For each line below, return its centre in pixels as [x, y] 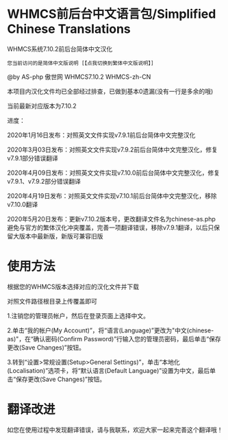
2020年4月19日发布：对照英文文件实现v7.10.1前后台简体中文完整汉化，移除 [112, 195]
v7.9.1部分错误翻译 [33, 158]
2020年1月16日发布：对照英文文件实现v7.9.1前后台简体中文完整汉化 [101, 135]
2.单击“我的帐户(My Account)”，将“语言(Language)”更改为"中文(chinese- [111, 330]
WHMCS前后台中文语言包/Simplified [112, 14]
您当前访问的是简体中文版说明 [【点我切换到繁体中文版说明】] [80, 63]
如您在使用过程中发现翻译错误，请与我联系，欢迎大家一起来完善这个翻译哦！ [115, 430]
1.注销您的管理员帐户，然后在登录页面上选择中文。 [78, 315]
